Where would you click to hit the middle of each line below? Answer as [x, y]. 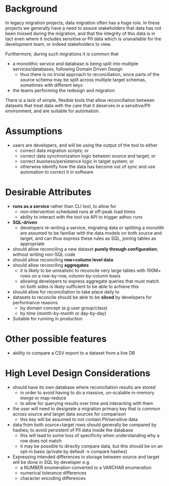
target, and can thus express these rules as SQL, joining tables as [88, 238]
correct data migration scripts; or [54, 150]
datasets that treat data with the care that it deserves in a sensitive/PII [78, 105]
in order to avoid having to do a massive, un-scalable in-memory [87, 392]
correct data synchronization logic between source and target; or [88, 156]
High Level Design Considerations [78, 373]
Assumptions [34, 131]
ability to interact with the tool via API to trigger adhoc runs [81, 217]
